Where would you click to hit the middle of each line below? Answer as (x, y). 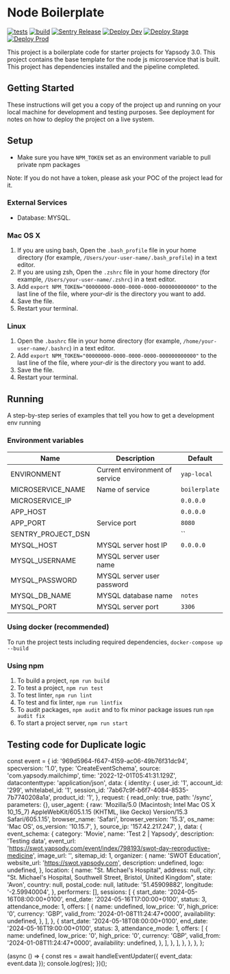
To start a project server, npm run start (73, 723)
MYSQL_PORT (34, 606)
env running (24, 423)
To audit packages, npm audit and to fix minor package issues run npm (115, 710)
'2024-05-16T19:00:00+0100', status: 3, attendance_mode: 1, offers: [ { (107, 928)
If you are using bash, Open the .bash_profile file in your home (106, 251)
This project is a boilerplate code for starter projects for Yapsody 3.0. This (111, 52)
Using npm (26, 665)
